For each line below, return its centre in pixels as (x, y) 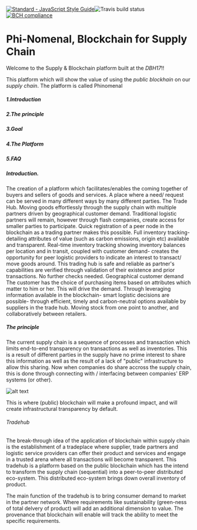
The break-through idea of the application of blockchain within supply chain (98, 440)
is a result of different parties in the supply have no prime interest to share (96, 354)
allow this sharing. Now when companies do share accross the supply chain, (99, 367)
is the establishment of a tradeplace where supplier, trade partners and (92, 447)
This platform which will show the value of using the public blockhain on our (98, 79)
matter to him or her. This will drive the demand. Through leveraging (89, 288)
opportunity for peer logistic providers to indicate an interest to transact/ (94, 257)
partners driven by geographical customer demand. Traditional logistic (91, 213)
